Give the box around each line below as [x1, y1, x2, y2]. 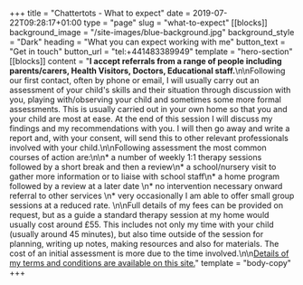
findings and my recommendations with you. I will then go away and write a [9, 123, 290, 134]
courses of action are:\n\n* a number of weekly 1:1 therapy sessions [9, 152, 262, 162]
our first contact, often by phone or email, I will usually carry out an [9, 75, 260, 85]
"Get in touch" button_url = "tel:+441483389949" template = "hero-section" [9, 46, 293, 57]
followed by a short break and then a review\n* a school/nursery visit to [9, 162, 277, 172]
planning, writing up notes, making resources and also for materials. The [9, 239, 279, 249]
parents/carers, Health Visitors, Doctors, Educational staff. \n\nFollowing [9, 65, 286, 76]
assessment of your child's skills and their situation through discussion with [9, 85, 291, 95]
